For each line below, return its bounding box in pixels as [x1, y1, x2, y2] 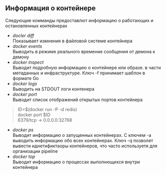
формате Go [12, 75, 39, 81]
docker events [12, 43, 42, 49]
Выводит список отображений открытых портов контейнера [12, 97, 143, 103]
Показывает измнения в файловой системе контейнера [12, 38, 133, 44]
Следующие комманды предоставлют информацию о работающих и [5, 17, 153, 23]
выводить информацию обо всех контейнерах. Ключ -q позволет [12, 137, 153, 143]
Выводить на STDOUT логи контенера [12, 85, 95, 92]
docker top [12, 153, 35, 159]
